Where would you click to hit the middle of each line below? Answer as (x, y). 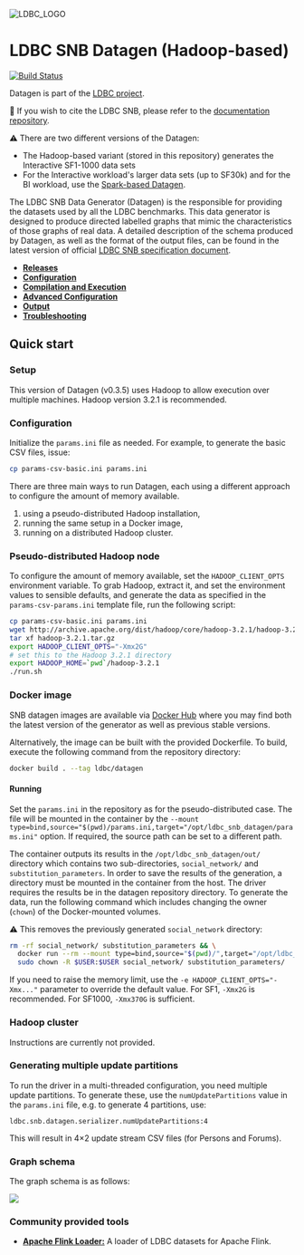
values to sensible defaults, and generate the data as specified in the (138, 595)
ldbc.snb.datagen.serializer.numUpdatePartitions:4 (109, 1121)
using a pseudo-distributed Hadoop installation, (111, 513)
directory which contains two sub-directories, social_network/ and (134, 863)
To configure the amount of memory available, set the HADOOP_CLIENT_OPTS (147, 576)
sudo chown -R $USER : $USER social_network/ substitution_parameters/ (151, 962)
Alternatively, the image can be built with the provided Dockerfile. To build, (148, 742)
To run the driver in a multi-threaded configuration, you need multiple (138, 1085)
